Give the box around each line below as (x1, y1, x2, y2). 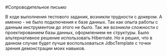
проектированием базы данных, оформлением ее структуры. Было (5, 30, 150, 35)
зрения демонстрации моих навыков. (5, 46, 86, 51)
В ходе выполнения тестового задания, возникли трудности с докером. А (5, 14, 163, 19)
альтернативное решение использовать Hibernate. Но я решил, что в (5, 35, 153, 41)
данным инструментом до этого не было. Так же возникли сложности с (5, 24, 159, 30)
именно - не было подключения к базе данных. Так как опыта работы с (5, 19, 159, 25)
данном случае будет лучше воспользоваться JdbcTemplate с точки (5, 40, 151, 46)
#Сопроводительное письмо (5, 4, 67, 10)
